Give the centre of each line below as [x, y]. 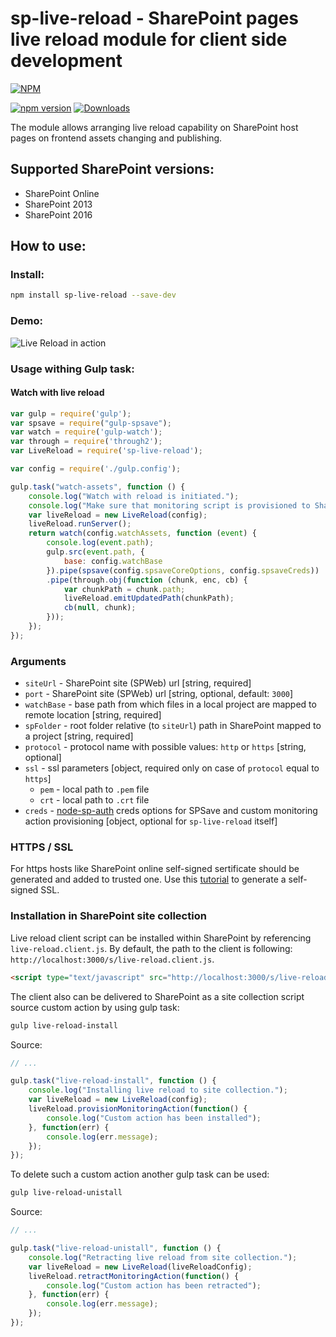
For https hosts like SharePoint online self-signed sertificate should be [155, 869]
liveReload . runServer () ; [80, 524]
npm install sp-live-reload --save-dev [93, 295]
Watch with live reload [57, 393]
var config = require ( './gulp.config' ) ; [96, 469]
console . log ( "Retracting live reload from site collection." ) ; [163, 1257]
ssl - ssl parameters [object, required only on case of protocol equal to [172, 768]
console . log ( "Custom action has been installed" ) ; [154, 1118]
